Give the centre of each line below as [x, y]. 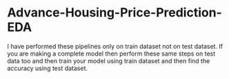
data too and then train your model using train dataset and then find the [109, 60]
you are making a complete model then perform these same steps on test [111, 54]
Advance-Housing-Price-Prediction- [114, 13]
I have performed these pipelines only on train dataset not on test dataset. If [115, 46]
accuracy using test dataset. [48, 68]
